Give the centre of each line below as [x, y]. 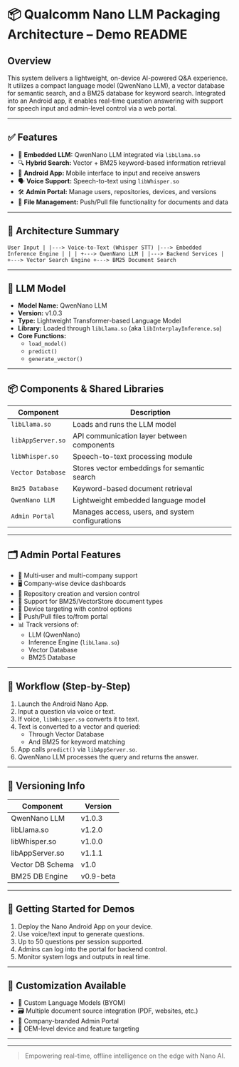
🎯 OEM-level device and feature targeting [79, 1028]
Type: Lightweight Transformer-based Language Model [99, 321]
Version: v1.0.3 [40, 313]
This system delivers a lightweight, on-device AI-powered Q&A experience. [118, 78]
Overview [30, 61]
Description [150, 413]
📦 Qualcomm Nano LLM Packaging [114, 15]
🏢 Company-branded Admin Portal [68, 1021]
